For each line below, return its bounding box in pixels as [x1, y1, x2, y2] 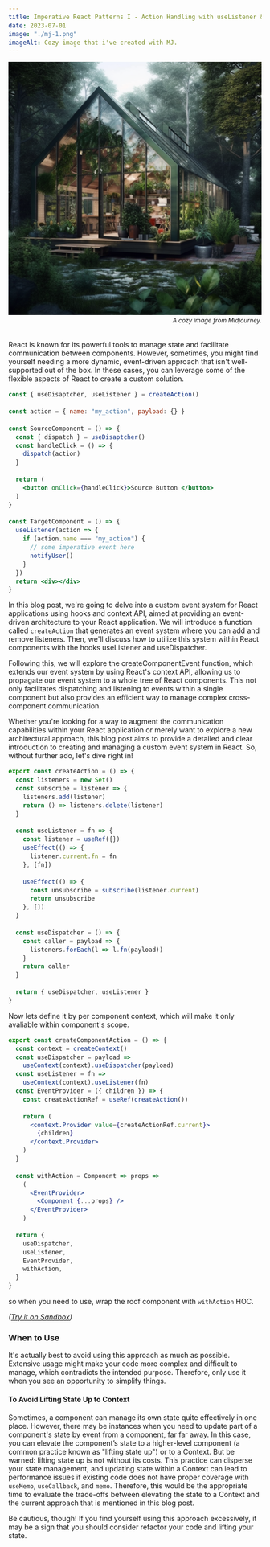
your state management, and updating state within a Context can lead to [8, 1463, 247, 1473]
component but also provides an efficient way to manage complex [8, 692, 227, 703]
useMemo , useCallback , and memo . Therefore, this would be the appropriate [8, 1480, 248, 1491]
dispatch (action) [22, 450, 81, 458]
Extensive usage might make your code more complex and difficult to [8, 1359, 238, 1368]
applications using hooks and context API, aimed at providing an [8, 609, 221, 618]
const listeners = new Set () [15, 776, 113, 784]
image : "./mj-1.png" [8, 30, 78, 38]
